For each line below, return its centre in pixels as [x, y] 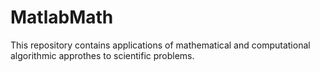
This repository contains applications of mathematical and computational [160, 45]
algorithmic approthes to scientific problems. [102, 55]
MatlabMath [62, 17]
